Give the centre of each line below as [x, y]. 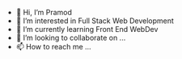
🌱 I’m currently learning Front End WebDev [87, 29]
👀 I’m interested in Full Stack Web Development [95, 21]
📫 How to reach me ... [53, 47]
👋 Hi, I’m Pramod [44, 12]
